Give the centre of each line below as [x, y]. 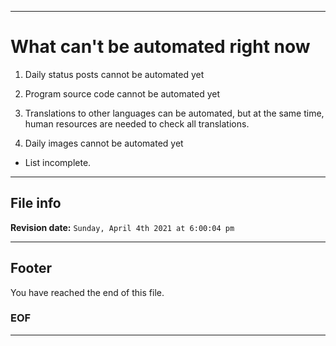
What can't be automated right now [160, 47]
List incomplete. [58, 162]
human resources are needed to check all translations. [137, 123]
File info [36, 203]
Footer [31, 268]
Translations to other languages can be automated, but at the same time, [174, 113]
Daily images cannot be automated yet [104, 143]
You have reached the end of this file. [87, 292]
